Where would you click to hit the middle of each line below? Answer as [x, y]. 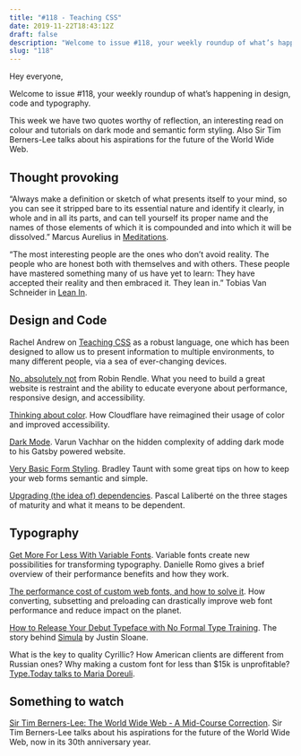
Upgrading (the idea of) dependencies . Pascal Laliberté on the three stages [149, 495]
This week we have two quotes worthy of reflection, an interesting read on [146, 121]
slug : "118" [31, 51]
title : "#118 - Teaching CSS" [66, 17]
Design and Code [58, 320]
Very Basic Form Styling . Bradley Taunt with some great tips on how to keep [149, 468]
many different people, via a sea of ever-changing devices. [118, 361]
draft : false [34, 34]
